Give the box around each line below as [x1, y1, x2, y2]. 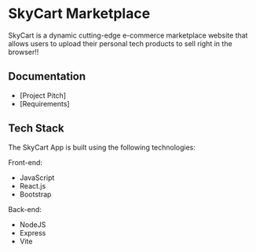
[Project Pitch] [19, 91, 67, 100]
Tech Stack [8, 122, 64, 135]
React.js [19, 181, 46, 190]
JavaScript [19, 173, 55, 182]
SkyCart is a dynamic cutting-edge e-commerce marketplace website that [8, 31, 248, 40]
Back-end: [8, 204, 42, 214]
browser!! [8, 47, 39, 56]
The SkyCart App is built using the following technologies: [8, 142, 196, 152]
